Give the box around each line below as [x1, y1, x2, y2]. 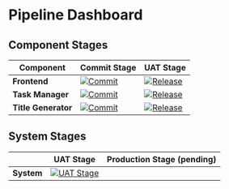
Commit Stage [79, 62, 137, 73]
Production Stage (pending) [106, 153, 217, 165]
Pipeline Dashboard [8, 6, 143, 24]
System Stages [8, 130, 87, 144]
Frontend [12, 75, 49, 87]
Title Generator [12, 102, 73, 113]
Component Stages [8, 38, 108, 52]
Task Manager [12, 89, 69, 100]
